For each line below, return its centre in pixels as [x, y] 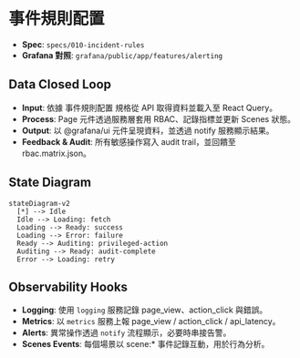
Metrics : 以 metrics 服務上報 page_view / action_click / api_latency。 [151, 322]
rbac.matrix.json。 [57, 153]
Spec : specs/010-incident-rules [83, 44]
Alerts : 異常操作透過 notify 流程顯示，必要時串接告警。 [126, 332]
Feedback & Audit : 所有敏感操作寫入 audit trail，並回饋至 [129, 141]
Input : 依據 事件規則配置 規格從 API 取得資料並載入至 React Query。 [150, 107]
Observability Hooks [68, 286]
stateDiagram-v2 [39, 203]
